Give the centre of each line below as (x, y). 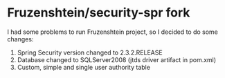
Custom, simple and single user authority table (84, 67)
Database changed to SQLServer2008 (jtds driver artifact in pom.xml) (117, 59)
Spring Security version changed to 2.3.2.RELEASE (90, 52)
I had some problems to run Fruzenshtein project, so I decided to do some (112, 32)
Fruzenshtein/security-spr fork (99, 13)
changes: (20, 39)
